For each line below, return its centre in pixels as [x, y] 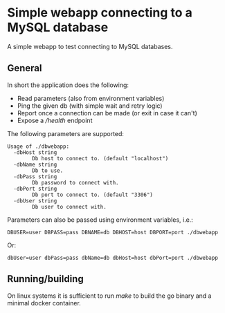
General [25, 68]
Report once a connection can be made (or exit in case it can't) [107, 113]
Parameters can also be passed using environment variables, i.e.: [100, 220]
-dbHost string [35, 152]
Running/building [46, 279]
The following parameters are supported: [66, 133]
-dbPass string [35, 177]
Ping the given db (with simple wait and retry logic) [90, 106]
